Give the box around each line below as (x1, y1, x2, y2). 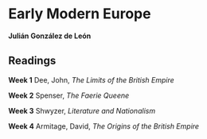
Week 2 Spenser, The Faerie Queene (8, 91, 130, 100)
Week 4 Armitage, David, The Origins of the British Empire (8, 121, 200, 131)
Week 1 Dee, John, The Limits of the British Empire (8, 75, 175, 84)
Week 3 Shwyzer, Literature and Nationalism (8, 106, 156, 115)
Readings (8, 54, 57, 68)
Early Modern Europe (8, 5, 151, 23)
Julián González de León (8, 31, 92, 41)
